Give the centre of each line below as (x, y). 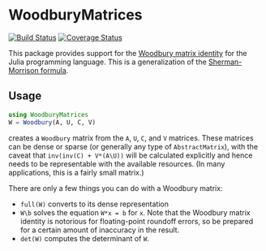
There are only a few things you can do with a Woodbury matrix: (116, 188)
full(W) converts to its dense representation (94, 204)
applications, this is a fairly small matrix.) (76, 172)
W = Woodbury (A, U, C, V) (52, 122)
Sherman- (225, 62)
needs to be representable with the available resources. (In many (117, 163)
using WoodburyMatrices (49, 115)
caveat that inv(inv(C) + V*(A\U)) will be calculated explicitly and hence (131, 155)
